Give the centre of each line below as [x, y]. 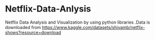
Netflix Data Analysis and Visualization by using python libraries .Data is [78, 22]
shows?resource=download [33, 32]
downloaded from [23, 27]
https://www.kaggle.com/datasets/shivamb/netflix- [93, 27]
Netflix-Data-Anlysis [48, 9]
